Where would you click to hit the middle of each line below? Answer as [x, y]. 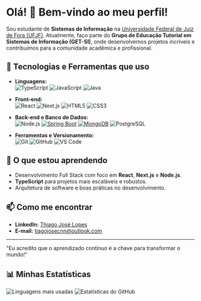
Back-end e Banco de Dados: [51, 117]
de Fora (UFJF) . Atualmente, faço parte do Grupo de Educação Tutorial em [99, 35]
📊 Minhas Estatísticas [48, 274]
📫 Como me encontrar [49, 207]
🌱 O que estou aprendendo [57, 160]
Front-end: [29, 99]
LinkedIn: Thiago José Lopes [51, 225]
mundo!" [17, 255]
